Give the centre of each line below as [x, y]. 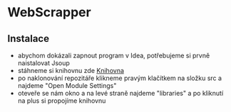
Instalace [29, 39]
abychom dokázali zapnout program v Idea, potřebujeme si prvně [114, 55]
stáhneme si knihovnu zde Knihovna [71, 71]
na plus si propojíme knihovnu [62, 101]
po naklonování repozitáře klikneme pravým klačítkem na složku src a [120, 78]
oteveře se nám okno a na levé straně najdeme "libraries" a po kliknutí [120, 93]
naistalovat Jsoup [43, 63]
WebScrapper [49, 12]
